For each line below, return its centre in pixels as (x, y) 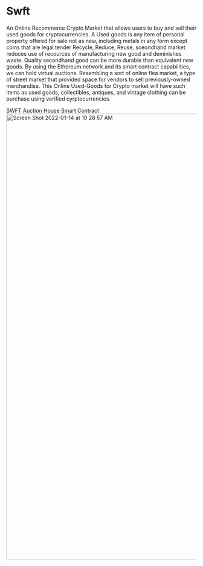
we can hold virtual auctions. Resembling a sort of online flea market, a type (101, 73)
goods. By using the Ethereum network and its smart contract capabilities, (98, 66)
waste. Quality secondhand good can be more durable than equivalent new (100, 60)
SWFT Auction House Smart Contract (53, 110)
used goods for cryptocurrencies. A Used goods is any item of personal (95, 34)
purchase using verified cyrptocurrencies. (58, 99)
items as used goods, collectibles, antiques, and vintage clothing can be (96, 92)
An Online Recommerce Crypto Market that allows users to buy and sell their (101, 28)
